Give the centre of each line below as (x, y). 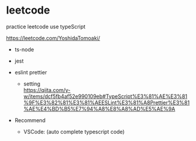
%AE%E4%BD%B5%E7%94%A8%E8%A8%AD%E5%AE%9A (99, 109)
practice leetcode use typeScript (46, 27)
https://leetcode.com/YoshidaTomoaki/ (53, 38)
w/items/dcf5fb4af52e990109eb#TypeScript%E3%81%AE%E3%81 (105, 96)
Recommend (30, 120)
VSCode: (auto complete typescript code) (74, 132)
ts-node (24, 49)
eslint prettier (31, 72)
